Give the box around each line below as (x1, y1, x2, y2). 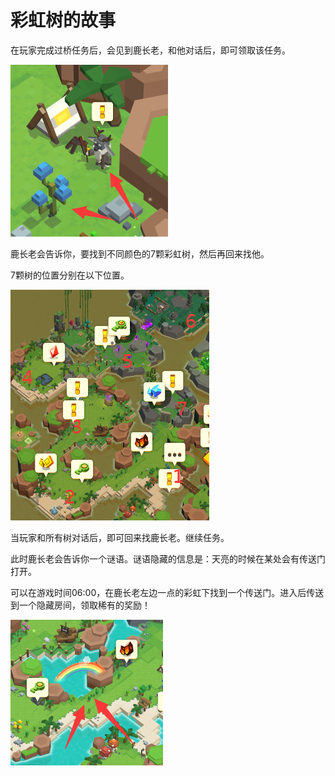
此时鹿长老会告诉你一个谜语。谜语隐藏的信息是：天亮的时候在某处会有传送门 (10, 552, 326, 565)
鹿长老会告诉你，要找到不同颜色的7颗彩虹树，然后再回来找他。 (10, 247, 270, 260)
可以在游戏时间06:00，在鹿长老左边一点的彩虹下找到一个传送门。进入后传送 (10, 586, 325, 598)
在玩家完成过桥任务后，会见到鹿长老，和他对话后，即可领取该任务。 (10, 44, 291, 56)
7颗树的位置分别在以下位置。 (10, 269, 130, 281)
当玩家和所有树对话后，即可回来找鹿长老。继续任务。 (10, 531, 230, 543)
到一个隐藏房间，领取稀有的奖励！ (10, 599, 151, 611)
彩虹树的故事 (10, 9, 117, 32)
